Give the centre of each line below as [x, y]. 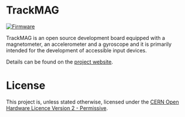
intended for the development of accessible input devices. [77, 50]
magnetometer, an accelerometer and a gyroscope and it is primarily [89, 44]
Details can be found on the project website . [60, 62]
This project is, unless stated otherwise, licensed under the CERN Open [92, 102]
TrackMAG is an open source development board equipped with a [86, 38]
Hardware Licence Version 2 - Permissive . [57, 108]
